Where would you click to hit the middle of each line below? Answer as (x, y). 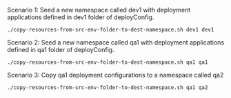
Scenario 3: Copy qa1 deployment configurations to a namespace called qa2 (115, 75)
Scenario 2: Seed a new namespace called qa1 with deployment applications (116, 42)
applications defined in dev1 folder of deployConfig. (81, 17)
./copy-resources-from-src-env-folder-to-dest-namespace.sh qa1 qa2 (108, 88)
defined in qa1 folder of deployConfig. (61, 50)
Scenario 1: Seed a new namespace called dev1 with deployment (99, 10)
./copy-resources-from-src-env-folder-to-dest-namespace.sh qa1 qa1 (108, 62)
